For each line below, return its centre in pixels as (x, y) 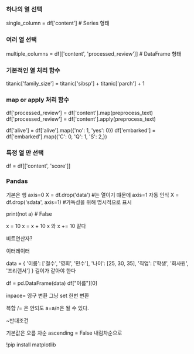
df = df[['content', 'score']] (38, 166)
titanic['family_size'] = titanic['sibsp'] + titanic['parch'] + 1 (75, 83)
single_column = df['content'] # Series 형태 (58, 23)
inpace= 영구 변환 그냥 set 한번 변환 (48, 295)
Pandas (17, 181)
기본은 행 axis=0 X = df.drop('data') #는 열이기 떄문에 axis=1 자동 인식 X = (93, 195)
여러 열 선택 (21, 40)
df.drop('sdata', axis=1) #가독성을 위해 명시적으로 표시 (69, 202)
